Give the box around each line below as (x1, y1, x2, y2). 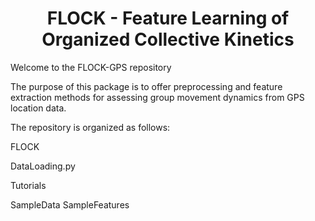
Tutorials (10, 179, 47, 191)
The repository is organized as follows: (10, 121, 171, 133)
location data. (10, 102, 67, 114)
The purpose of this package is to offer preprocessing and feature (10, 80, 283, 92)
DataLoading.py (10, 160, 76, 172)
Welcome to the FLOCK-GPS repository (10, 61, 172, 73)
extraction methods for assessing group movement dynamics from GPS (10, 91, 305, 103)
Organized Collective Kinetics (41, 28, 295, 51)
